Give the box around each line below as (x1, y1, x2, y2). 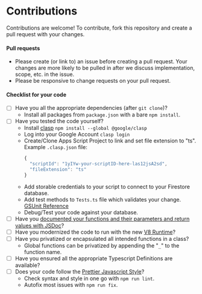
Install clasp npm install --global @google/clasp (24, 124, 147, 132)
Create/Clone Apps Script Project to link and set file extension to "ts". (24, 137, 197, 144)
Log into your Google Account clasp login (24, 131, 130, 138)
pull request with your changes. (6, 30, 85, 37)
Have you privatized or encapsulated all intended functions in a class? (14, 235, 189, 243)
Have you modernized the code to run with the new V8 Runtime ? (14, 228, 176, 236)
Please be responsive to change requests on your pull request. (14, 77, 171, 85)
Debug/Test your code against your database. (24, 208, 139, 216)
